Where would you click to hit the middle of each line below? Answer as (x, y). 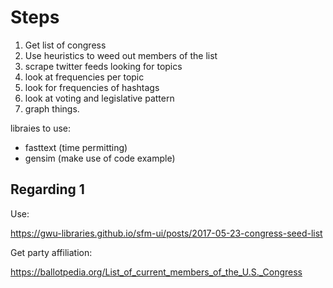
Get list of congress (65, 45)
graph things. (52, 108)
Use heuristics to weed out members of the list (121, 55)
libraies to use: (41, 128)
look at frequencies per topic (84, 77)
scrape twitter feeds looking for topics (103, 66)
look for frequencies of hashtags (92, 87)
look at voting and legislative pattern (99, 98)
